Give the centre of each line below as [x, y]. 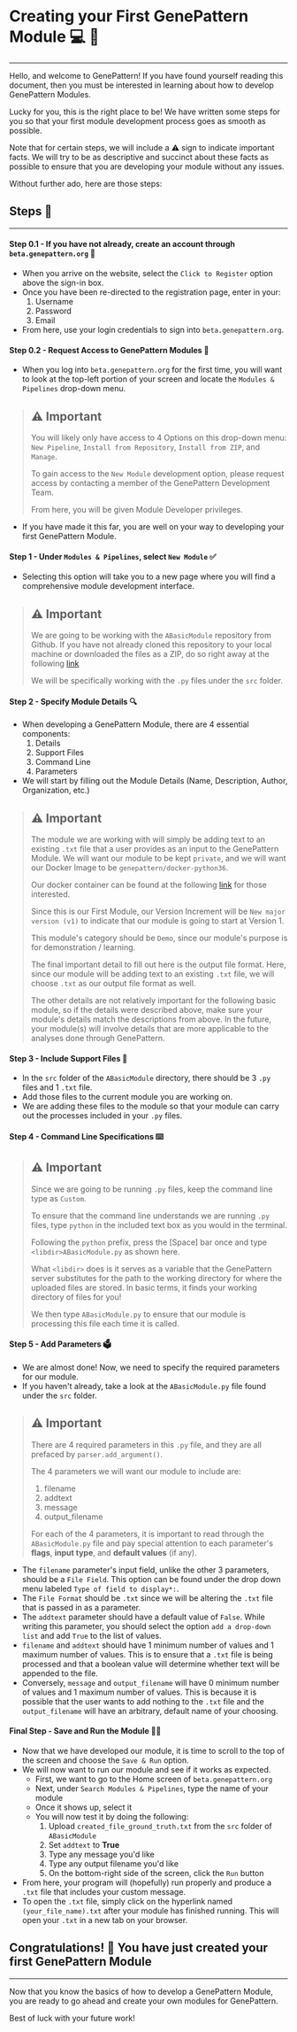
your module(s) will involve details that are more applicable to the [150, 1028]
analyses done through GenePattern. [98, 1038]
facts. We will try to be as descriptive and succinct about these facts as [139, 157]
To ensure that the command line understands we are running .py [150, 1216]
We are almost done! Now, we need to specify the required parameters [151, 1367]
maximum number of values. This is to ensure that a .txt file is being [147, 1654]
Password [53, 311]
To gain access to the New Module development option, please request [157, 473]
